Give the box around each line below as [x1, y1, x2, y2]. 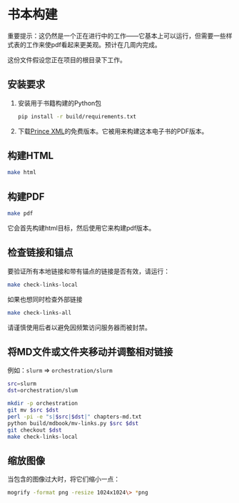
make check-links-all [7, 309, 72, 316]
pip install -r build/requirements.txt [17, 113, 137, 120]
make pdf [7, 210, 34, 218]
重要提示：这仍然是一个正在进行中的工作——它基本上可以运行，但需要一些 [7, 31, 226, 40]
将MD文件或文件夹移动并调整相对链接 [7, 345, 173, 357]
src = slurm [7, 380, 37, 387]
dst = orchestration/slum [7, 387, 78, 395]
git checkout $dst [7, 426, 62, 434]
